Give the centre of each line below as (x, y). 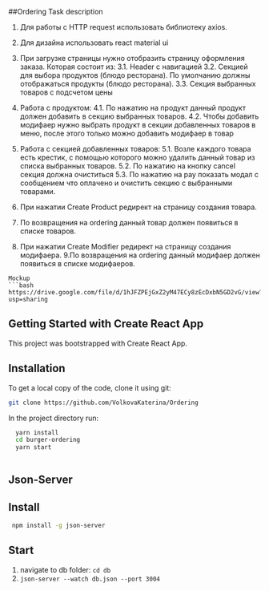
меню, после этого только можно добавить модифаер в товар (127, 133)
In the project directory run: (54, 418)
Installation (37, 368)
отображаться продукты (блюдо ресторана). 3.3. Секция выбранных (138, 84)
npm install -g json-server (58, 526)
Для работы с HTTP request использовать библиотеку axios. (124, 27)
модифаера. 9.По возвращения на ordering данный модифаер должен (140, 255)
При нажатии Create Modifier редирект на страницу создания (125, 247)
